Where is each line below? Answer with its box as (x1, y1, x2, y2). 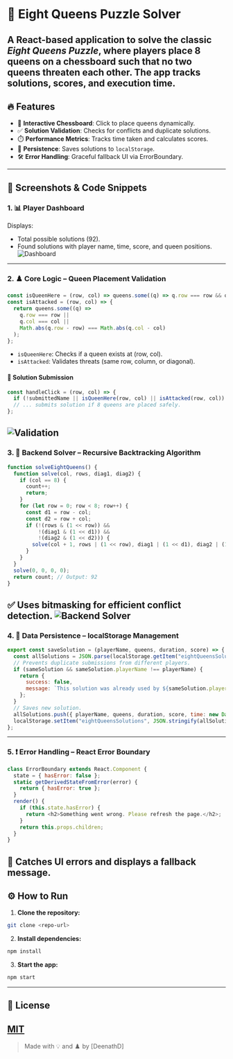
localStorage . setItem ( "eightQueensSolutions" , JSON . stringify (13, 718, 197, 725)
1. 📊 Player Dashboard (7, 203, 85, 212)
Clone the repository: (17, 908, 80, 917)
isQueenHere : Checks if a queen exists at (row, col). (17, 350, 163, 358)
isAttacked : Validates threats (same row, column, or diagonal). (17, 357, 196, 366)
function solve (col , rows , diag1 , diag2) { (13, 470, 141, 477)
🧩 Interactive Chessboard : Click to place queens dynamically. (17, 119, 196, 128)
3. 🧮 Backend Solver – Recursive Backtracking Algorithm (7, 448, 201, 457)
